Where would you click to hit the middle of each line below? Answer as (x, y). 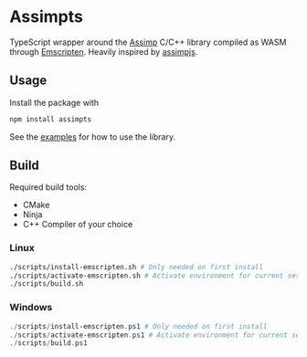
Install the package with (54, 102)
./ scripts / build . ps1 (49, 343)
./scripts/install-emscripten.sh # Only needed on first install (136, 267)
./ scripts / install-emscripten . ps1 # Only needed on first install (138, 326)
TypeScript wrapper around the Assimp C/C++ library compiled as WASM (148, 42)
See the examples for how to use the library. (93, 136)
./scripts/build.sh (47, 284)
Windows (31, 308)
